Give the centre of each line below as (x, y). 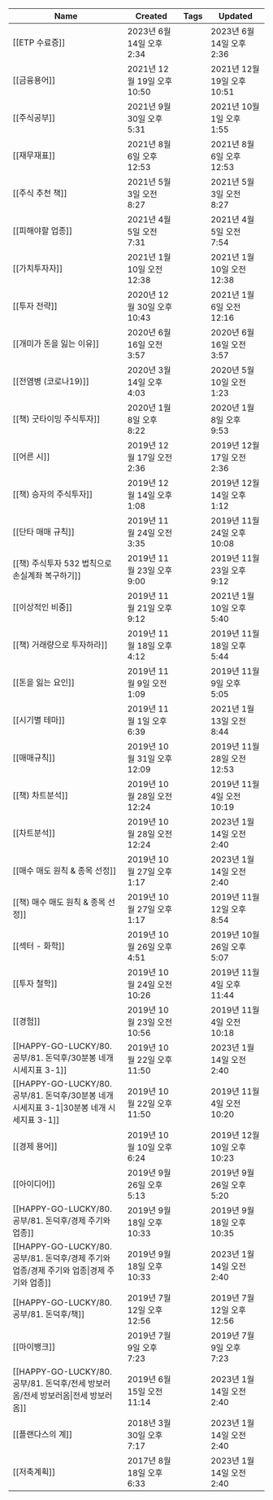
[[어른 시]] (31, 457)
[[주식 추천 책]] (40, 193)
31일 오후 (155, 759)
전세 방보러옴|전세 (55, 1395)
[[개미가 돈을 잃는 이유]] (56, 343)
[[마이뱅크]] (34, 1347)
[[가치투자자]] (38, 268)
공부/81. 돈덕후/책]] (49, 1314)
